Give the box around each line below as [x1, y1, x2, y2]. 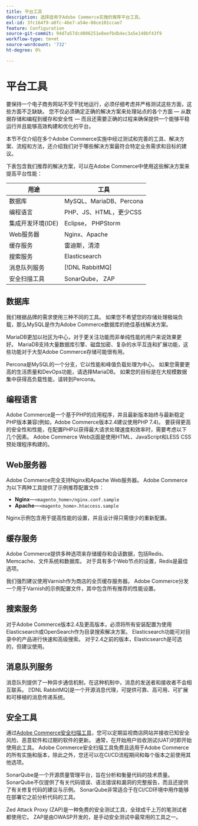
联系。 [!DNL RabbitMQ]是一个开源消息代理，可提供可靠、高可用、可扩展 [11, 686, 189, 693]
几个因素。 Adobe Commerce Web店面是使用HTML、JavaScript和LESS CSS [6, 433, 192, 441]
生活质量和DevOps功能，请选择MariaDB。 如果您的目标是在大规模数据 [16, 368, 187, 375]
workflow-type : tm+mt [6, 36, 60, 42]
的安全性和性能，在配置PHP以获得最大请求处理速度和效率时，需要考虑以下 [6, 426, 187, 433]
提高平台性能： [6, 170, 42, 177]
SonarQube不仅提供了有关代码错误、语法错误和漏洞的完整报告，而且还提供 [6, 779, 189, 786]
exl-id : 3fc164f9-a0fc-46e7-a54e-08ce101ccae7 [6, 20, 123, 25]
